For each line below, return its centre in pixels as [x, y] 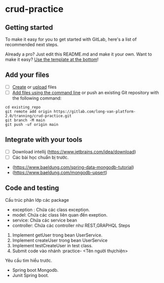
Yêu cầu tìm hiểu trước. [29, 260]
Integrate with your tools [44, 140]
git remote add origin [28, 112]
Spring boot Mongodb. [35, 270]
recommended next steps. [32, 45]
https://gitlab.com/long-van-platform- [95, 112]
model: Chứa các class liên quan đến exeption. [60, 215]
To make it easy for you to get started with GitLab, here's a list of [71, 39]
